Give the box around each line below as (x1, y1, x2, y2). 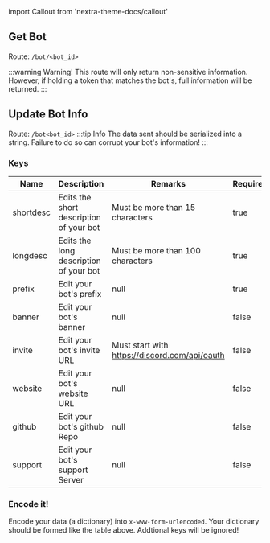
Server (58, 474, 84, 485)
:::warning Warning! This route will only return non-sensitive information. (8, 67, 248, 76)
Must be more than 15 (112, 201, 196, 212)
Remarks (150, 178, 186, 189)
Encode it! (8, 498, 49, 509)
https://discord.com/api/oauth (112, 349, 225, 360)
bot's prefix (58, 288, 102, 299)
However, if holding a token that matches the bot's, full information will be (8, 76, 252, 85)
